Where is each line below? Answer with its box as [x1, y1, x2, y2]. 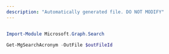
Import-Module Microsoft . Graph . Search [6, 31, 105, 37]
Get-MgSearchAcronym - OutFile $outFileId [6, 42, 113, 48]
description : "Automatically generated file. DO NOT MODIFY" [6, 8, 165, 15]
